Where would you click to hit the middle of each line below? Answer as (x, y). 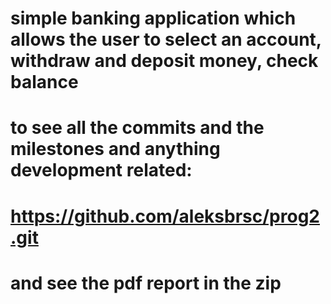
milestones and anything (115, 149)
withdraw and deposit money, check (164, 61)
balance (44, 82)
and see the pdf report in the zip (146, 283)
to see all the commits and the (137, 128)
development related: (101, 170)
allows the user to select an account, (166, 39)
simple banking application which (153, 18)
